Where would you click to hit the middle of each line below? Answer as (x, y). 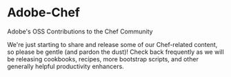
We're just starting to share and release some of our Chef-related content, (112, 44)
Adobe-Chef (44, 13)
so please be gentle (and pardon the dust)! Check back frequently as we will (115, 52)
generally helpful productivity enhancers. (66, 66)
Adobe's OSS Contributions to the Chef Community (80, 31)
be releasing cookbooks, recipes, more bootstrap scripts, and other (103, 59)
